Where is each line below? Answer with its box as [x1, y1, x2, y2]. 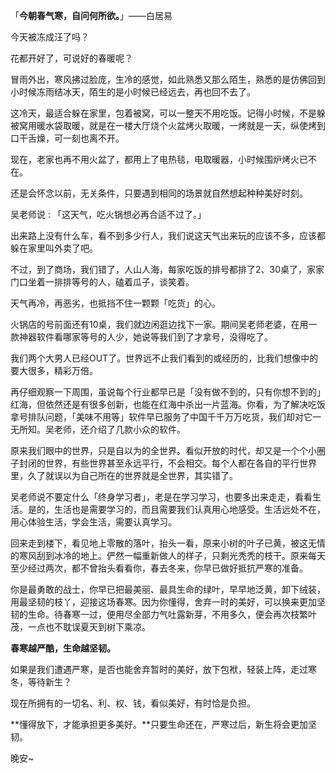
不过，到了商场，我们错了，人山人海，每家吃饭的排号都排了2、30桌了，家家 [10, 264, 325, 275]
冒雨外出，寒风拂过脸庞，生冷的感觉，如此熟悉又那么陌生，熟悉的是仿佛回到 [10, 74, 326, 85]
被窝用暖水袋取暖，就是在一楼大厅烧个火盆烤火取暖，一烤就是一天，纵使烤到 [10, 120, 326, 131]
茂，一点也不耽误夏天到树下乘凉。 [10, 621, 151, 633]
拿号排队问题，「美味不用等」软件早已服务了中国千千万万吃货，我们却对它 [10, 411, 313, 423]
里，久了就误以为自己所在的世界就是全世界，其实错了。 [10, 470, 238, 481]
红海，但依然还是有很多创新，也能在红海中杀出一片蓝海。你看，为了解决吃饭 [10, 399, 326, 410]
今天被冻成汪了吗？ [10, 31, 90, 43]
